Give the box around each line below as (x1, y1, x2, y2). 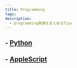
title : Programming (5, 7, 45, 12)
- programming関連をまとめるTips (9, 20, 73, 26)
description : (5, 16, 32, 21)
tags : (5, 12, 16, 17)
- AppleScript (5, 55, 48, 64)
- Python (5, 38, 33, 47)
